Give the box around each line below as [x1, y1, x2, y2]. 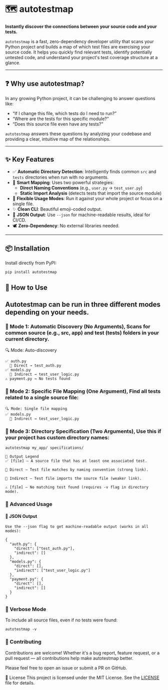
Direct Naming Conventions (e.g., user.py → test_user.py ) [19, 185, 142, 191]
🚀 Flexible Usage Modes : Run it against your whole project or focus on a [12, 195, 162, 201]
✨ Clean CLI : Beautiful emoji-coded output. [12, 206, 102, 212]
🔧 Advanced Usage [5, 500, 52, 507]
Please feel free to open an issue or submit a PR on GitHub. [5, 664, 127, 670]
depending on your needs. [5, 308, 89, 317]
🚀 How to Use [5, 283, 47, 292]
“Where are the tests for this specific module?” [12, 116, 109, 122]
